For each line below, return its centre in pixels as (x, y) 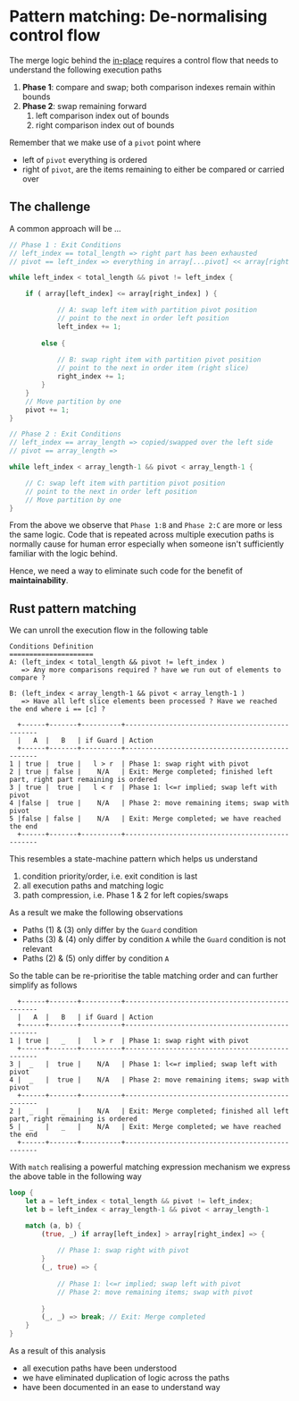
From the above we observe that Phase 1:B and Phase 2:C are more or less (146, 525)
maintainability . (39, 581)
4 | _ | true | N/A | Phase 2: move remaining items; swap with (149, 1080)
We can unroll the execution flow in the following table (109, 630)
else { (54, 343)
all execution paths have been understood (99, 1368)
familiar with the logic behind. (63, 554)
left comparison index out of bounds (102, 115)
